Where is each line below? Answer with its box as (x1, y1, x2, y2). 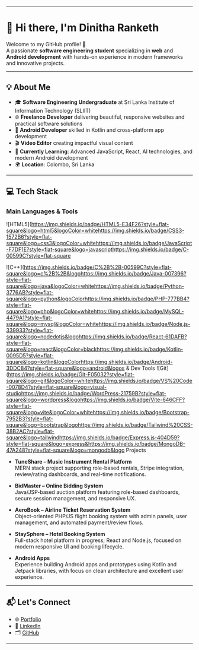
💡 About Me (6, 83, 51, 93)
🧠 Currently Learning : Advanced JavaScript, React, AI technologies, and (14, 148, 192, 155)
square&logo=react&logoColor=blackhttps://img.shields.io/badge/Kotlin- (6, 345, 184, 353)
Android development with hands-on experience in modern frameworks (6, 53, 184, 60)
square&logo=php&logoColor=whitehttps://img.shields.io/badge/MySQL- (6, 308, 184, 315)
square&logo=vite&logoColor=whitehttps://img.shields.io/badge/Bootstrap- (6, 409, 190, 416)
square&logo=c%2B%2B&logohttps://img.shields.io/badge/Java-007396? (6, 270, 187, 277)
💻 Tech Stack (6, 186, 59, 196)
